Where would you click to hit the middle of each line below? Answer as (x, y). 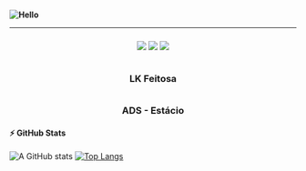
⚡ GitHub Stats (38, 133)
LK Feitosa (153, 78)
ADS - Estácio (153, 111)
